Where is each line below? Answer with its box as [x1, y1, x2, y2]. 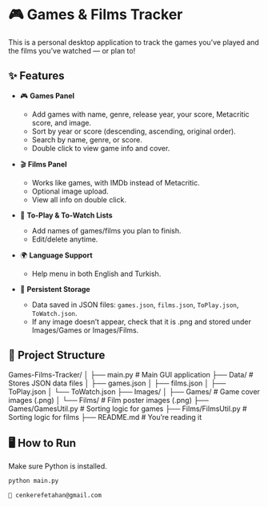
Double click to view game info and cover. [31, 143, 170, 153]
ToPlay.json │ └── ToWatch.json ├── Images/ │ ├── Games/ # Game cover [8, 386, 260, 396]
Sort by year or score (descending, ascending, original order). [31, 126, 236, 136]
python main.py [8, 477, 59, 485]
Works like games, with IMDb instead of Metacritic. [31, 178, 200, 187]
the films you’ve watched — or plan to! [8, 46, 136, 55]
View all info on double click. [31, 194, 126, 204]
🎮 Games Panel [19, 90, 74, 100]
